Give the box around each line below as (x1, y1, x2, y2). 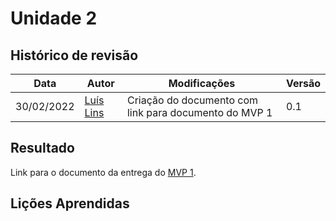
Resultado (10, 140, 75, 157)
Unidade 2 (10, 7, 98, 30)
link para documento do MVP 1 (126, 106, 273, 119)
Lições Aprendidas (10, 195, 130, 212)
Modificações (168, 77, 236, 90)
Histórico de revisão (10, 47, 139, 64)
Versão (285, 77, 321, 90)
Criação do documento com (126, 93, 259, 107)
